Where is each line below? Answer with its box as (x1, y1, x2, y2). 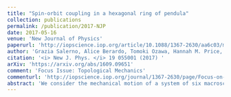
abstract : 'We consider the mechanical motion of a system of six (7, 80, 201, 87)
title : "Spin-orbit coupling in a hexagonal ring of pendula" (7, 10, 189, 17)
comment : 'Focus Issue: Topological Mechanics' (7, 67, 146, 74)
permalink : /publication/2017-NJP (7, 23, 107, 29)
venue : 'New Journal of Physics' (7, 36, 103, 42)
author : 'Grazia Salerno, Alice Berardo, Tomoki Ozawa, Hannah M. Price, (7, 48, 223, 55)
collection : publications (7, 16, 81, 23)
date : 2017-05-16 (7, 29, 57, 36)
